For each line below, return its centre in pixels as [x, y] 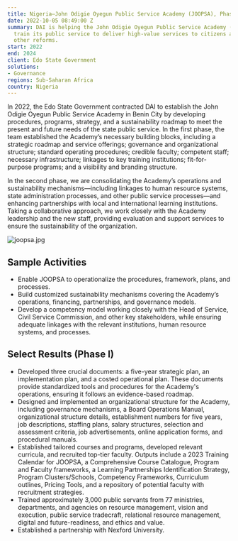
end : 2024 [22, 54]
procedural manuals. [47, 439]
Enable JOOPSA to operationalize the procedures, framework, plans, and [124, 279]
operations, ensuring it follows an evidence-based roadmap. [106, 394]
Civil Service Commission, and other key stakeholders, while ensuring [119, 317]
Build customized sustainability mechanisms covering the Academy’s [118, 295]
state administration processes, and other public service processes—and [114, 196]
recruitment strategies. [51, 492]
